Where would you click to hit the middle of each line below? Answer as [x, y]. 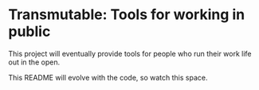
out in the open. [34, 62]
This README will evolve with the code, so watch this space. [108, 77]
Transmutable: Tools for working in [127, 15]
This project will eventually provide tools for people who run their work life [130, 53]
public [29, 31]
